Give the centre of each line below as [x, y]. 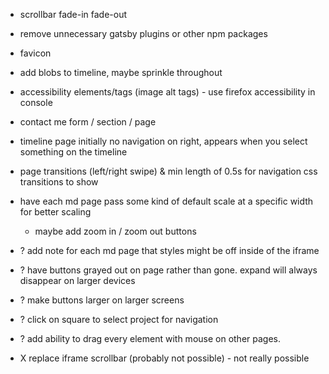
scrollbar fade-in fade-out [73, 14]
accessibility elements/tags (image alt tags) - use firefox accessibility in [167, 92]
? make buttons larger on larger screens [102, 300]
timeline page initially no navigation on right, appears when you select [163, 141]
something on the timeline [73, 152]
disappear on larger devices [77, 280]
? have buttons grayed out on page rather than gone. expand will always [168, 270]
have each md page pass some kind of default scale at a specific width [166, 201]
